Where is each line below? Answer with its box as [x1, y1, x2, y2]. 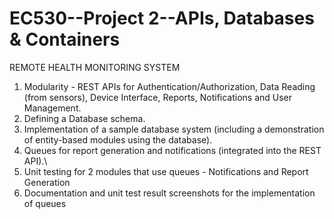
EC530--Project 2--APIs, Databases [9, 7, 315, 30]
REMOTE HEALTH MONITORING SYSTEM [9, 61, 181, 73]
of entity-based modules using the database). [23, 133, 213, 146]
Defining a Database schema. [23, 112, 146, 124]
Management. [23, 102, 82, 114]
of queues [23, 197, 67, 209]
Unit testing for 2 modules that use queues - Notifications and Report [23, 165, 309, 177]
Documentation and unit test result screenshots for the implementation [23, 187, 316, 199]
